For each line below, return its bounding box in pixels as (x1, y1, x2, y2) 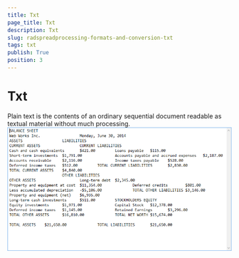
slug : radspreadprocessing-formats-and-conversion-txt (7, 34, 174, 41)
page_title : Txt (7, 19, 55, 26)
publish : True (7, 49, 50, 56)
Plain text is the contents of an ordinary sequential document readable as (7, 111, 222, 120)
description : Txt (7, 26, 59, 33)
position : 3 (7, 57, 43, 64)
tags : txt (7, 41, 37, 49)
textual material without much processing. (7, 119, 130, 128)
